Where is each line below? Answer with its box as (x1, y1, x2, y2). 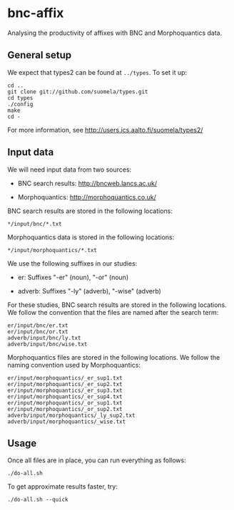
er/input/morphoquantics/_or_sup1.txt (7, 399, 123, 407)
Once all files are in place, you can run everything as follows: (7, 456, 187, 464)
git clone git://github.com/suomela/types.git (7, 88, 148, 95)
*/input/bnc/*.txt (7, 220, 62, 227)
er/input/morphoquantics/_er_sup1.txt (7, 374, 123, 382)
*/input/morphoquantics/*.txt (7, 246, 98, 254)
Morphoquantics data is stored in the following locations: (7, 233, 175, 241)
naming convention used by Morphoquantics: (7, 360, 141, 369)
